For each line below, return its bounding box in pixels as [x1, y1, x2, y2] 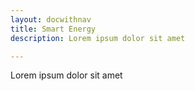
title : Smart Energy [10, 24, 97, 34]
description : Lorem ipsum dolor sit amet [10, 33, 186, 43]
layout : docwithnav [10, 14, 92, 25]
